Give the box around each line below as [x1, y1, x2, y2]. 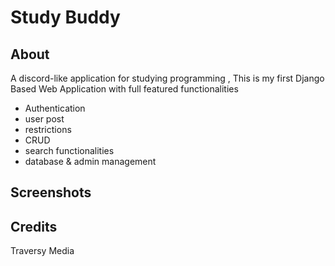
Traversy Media [10, 245, 75, 257]
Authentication [24, 102, 86, 114]
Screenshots [10, 184, 92, 201]
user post [24, 113, 65, 125]
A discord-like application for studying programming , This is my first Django [10, 72, 325, 84]
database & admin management [24, 156, 157, 167]
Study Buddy [10, 6, 121, 29]
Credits [10, 218, 58, 235]
